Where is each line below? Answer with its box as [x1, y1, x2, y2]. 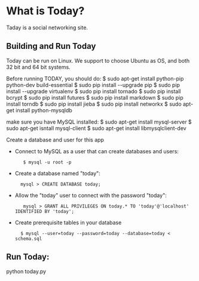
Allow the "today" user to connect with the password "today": [14, 192, 167, 199]
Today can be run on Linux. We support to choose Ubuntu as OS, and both [6, 57, 190, 64]
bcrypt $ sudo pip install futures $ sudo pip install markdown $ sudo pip [6, 94, 183, 101]
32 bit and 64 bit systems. [6, 63, 71, 70]
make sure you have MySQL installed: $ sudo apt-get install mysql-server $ [6, 118, 192, 125]
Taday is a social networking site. [6, 24, 88, 31]
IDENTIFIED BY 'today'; [14, 208, 75, 214]
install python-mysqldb [16, 106, 73, 114]
